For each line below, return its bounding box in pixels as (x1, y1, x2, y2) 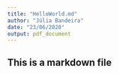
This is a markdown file (7, 56, 112, 68)
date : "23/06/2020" (7, 23, 65, 30)
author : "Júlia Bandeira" (7, 17, 84, 24)
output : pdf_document (7, 30, 72, 38)
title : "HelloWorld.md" (7, 10, 78, 18)
